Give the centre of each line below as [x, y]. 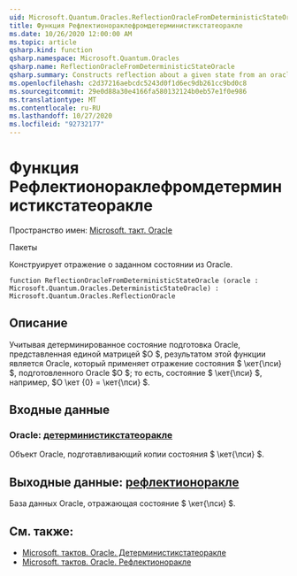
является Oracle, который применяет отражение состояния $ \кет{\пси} [146, 363]
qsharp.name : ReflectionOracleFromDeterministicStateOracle [122, 67]
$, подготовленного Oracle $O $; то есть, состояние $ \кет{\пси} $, [136, 372]
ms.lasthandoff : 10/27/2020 [61, 116]
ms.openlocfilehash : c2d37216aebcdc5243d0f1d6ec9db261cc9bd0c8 [128, 83]
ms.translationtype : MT [53, 100]
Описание [38, 323]
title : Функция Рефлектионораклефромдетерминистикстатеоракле [126, 26]
